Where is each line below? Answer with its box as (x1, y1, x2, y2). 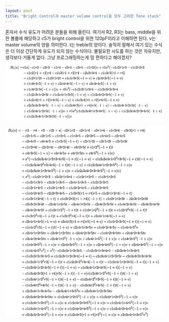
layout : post (5, 8, 33, 13)
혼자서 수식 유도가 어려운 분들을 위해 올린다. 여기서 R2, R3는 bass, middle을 (5, 28, 156, 35)
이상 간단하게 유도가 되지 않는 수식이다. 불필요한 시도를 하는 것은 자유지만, (16, 48, 162, 54)
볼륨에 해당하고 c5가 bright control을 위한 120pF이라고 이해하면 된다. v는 (10, 35, 156, 41)
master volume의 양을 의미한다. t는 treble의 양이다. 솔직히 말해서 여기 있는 (5, 41, 153, 48)
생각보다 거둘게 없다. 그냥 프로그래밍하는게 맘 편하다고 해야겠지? (5, 54, 132, 61)
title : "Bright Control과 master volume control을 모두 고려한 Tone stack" (5, 13, 161, 19)
